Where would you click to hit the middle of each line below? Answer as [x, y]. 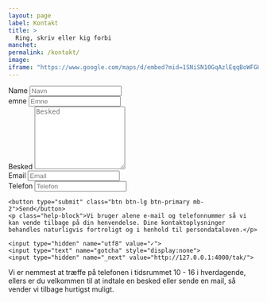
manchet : [23, 45]
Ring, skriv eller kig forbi [64, 38]
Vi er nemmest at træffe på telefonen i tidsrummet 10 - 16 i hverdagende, [127, 272]
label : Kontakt [33, 23]
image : [19, 60]
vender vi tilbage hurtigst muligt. [61, 289]
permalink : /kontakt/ [44, 52]
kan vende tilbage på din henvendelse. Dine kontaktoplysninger [117, 223]
